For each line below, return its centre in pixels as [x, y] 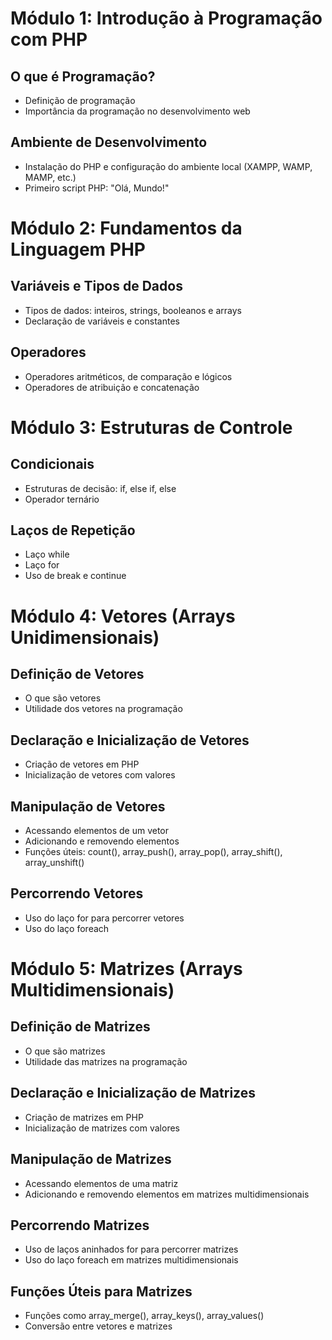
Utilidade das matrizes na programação [106, 1061]
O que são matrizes [65, 1051]
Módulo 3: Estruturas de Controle [151, 427]
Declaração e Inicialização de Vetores [130, 740]
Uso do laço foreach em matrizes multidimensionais [131, 1260]
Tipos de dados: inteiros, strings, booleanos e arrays [133, 310]
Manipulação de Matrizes [91, 1159]
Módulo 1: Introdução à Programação [166, 18]
